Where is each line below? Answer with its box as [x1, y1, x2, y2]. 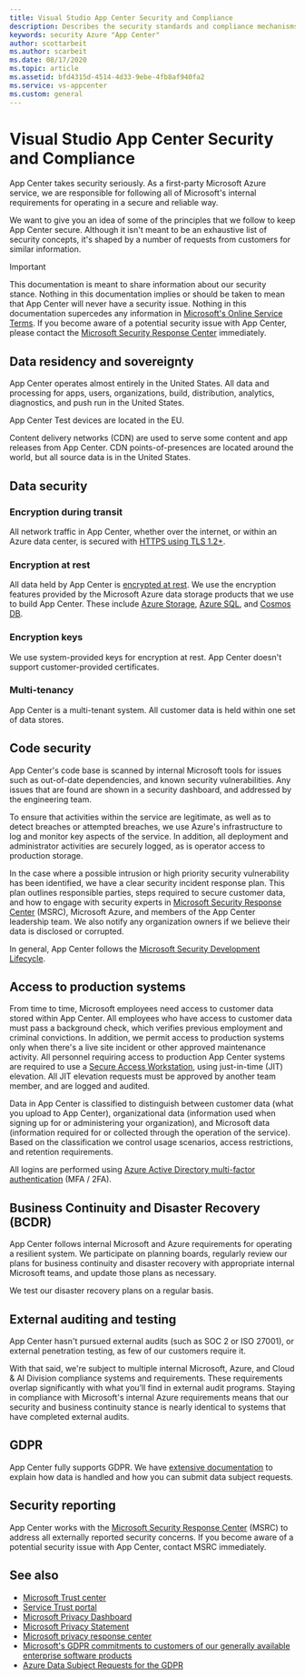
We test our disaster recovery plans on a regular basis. [9, 1285, 214, 1296]
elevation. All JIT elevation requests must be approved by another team [9, 1071, 277, 1082]
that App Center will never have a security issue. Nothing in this [9, 298, 247, 309]
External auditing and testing [9, 1312, 177, 1327]
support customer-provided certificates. [9, 661, 160, 672]
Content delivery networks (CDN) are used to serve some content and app [9, 433, 288, 444]
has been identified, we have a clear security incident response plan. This [9, 877, 286, 888]
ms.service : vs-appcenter [9, 81, 107, 90]
